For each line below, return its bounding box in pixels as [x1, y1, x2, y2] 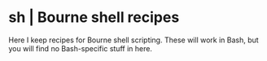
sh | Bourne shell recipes [8, 8, 180, 27]
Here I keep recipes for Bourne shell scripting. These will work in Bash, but [8, 35, 259, 45]
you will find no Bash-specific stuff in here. [8, 43, 153, 53]
